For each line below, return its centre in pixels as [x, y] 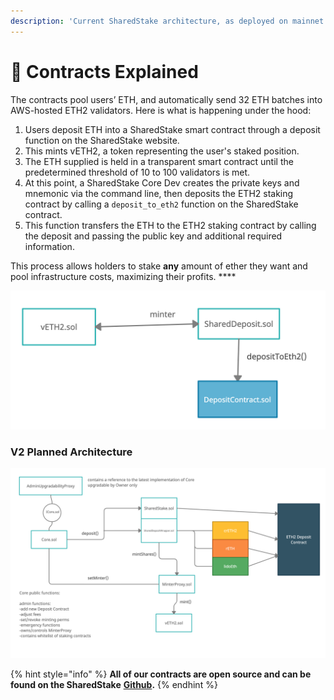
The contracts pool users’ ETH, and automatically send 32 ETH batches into [166, 99]
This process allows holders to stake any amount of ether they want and [159, 266]
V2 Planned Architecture [71, 452]
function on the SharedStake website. [102, 140]
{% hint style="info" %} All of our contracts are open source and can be [161, 674]
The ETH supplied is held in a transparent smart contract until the [159, 161]
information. [49, 246]
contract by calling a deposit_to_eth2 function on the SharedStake [161, 204]
